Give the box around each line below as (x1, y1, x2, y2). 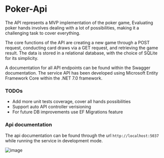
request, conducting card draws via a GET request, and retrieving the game (5, 45, 159, 51)
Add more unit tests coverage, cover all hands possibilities (12, 99, 131, 105)
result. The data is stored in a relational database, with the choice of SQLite (5, 50, 158, 56)
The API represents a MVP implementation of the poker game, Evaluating (5, 20, 154, 26)
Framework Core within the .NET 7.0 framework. (5, 75, 102, 81)
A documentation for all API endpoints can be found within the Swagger (5, 65, 151, 71)
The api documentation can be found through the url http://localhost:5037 (5, 132, 159, 138)
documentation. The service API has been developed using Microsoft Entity (5, 70, 159, 76)
